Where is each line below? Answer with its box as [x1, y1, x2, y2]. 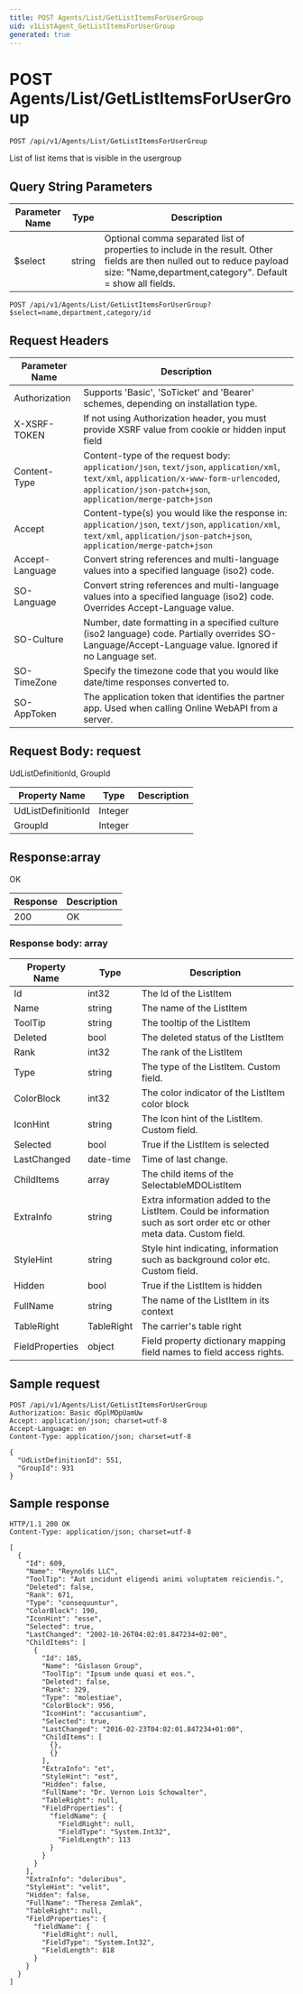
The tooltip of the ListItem [141, 1016, 251, 1029]
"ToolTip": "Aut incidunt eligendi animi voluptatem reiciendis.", [25, 1575, 284, 1584]
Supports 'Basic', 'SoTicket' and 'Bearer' [83, 385, 255, 398]
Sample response [9, 1496, 110, 1511]
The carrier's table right [141, 1319, 242, 1332]
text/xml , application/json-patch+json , [83, 529, 252, 541]
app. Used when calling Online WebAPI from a [83, 701, 278, 714]
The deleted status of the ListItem [141, 1030, 284, 1043]
